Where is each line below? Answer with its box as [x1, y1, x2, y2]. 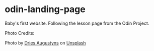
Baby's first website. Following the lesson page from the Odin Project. [5, 20, 149, 26]
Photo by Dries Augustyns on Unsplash [5, 39, 86, 46]
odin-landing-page [5, 4, 86, 15]
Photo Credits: [5, 30, 35, 36]
